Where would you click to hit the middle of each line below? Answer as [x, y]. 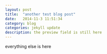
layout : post [18, 10]
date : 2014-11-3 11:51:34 [34, 19]
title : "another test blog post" [40, 14]
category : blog [21, 23]
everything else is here [28, 46]
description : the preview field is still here [53, 32]
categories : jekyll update [33, 28]
